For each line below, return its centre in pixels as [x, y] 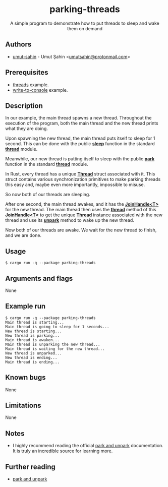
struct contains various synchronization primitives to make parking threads [83, 179]
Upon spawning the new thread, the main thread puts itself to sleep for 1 [80, 138]
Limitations [23, 406]
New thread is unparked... [34, 353]
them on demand [85, 28]
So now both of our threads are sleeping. [48, 195]
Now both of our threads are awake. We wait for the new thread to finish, [81, 230]
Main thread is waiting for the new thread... [55, 349]
